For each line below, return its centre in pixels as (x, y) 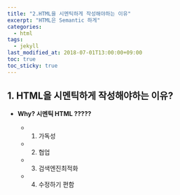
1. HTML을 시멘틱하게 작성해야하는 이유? (90, 96)
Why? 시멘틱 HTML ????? (54, 114)
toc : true (22, 59)
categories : (25, 27)
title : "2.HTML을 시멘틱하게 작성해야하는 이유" (69, 14)
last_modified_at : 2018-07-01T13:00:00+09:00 (75, 53)
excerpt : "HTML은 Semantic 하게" (54, 20)
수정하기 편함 (56, 185)
